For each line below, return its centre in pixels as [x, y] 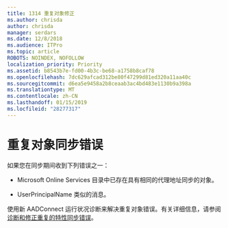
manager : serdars [32, 33]
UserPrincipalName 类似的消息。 [63, 194]
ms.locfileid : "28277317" [44, 109]
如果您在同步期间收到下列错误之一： [58, 165]
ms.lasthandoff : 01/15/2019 [47, 103]
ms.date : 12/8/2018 [35, 39]
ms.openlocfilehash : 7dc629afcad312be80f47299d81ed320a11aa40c [99, 77]
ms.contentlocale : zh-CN [42, 97]
